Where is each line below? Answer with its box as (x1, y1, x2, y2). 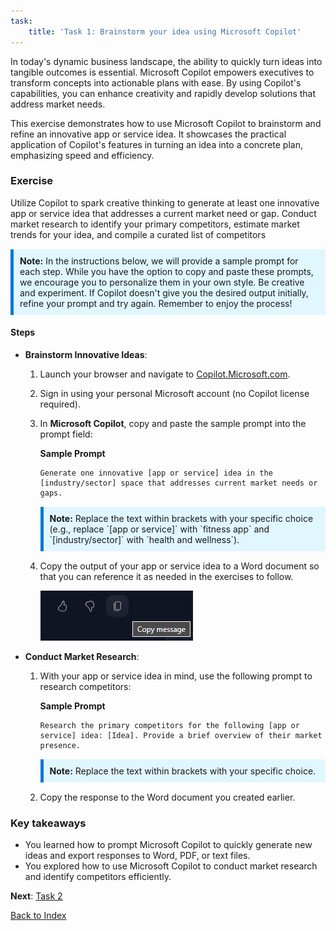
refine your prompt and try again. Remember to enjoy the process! (19, 297, 293, 309)
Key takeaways (10, 816, 87, 830)
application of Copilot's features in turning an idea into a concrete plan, (10, 138, 303, 150)
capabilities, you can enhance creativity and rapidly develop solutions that (10, 87, 317, 99)
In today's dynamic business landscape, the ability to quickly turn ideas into (10, 55, 323, 67)
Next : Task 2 (10, 890, 63, 902)
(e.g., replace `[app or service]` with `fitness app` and (49, 523, 270, 535)
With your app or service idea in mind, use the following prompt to (39, 670, 313, 682)
